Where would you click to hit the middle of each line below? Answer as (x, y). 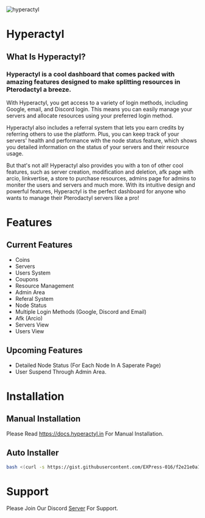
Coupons (27, 279)
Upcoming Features (45, 351)
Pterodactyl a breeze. (39, 89)
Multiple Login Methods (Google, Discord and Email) (81, 311)
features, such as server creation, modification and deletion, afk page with (100, 172)
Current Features (40, 245)
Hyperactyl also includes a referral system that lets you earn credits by (95, 127)
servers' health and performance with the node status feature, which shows (102, 140)
